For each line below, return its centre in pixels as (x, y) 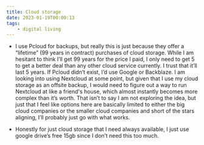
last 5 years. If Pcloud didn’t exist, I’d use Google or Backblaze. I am (100, 72)
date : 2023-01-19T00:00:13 (40, 18)
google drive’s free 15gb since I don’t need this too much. (87, 136)
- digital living (39, 29)
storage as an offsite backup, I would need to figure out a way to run (101, 85)
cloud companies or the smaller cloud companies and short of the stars (105, 111)
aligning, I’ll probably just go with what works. (72, 118)
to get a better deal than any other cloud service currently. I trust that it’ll (106, 66)
